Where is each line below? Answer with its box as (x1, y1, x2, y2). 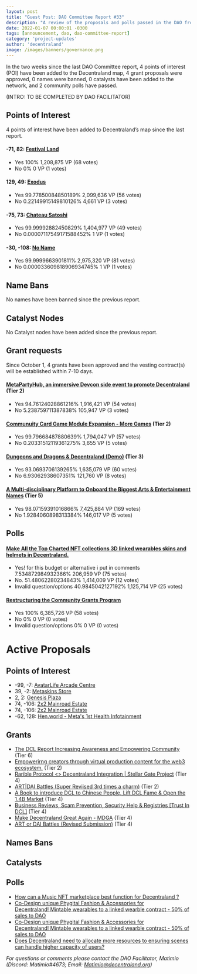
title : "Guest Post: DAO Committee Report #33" (6, 14, 125, 20)
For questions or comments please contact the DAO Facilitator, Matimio (6, 955, 179, 962)
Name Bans (6, 280, 49, 290)
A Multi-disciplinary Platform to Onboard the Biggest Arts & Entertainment (6, 486, 191, 493)
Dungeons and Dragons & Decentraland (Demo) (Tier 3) (6, 453, 144, 460)
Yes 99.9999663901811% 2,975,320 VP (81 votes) (14, 257, 135, 264)
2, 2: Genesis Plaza (14, 694, 62, 701)
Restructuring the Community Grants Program (6, 596, 121, 603)
